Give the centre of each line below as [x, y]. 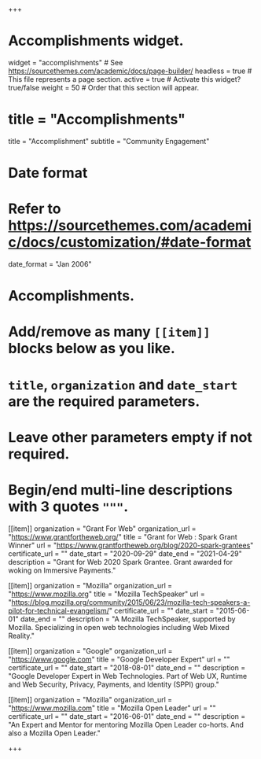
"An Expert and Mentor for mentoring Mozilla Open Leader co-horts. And [126, 724]
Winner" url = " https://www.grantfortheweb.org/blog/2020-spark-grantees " [131, 545]
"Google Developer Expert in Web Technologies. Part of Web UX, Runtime [128, 676]
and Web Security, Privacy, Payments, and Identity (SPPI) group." [114, 684]
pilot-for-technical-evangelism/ [59, 610]
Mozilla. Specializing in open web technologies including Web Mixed [119, 627]
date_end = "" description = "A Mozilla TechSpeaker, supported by [128, 619]
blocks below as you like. [92, 349]
